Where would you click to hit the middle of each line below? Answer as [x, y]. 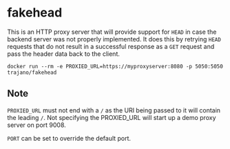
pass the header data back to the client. [64, 54]
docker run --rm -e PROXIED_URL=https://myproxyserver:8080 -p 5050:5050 [115, 66]
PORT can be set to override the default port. [69, 138]
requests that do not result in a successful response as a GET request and [111, 46]
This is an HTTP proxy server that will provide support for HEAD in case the [112, 32]
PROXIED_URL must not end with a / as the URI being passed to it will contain [114, 110]
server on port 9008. [37, 125]
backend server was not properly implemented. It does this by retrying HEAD [114, 39]
